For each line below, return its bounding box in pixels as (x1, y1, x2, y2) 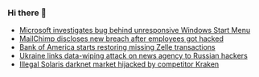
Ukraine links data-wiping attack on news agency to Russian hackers (18, 51, 249, 61)
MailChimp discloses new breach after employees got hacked (18, 34, 224, 43)
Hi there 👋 (7, 7, 47, 18)
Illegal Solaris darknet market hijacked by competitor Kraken (18, 59, 220, 69)
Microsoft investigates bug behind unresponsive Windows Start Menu (18, 26, 251, 35)
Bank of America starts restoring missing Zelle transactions (18, 43, 216, 52)
